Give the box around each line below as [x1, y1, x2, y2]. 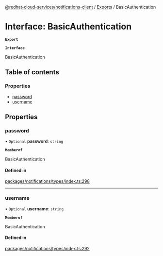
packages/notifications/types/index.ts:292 [5, 246, 90, 252]
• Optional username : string [5, 206, 64, 211]
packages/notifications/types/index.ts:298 [5, 178, 90, 184]
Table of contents [5, 68, 59, 77]
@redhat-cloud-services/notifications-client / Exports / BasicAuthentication [5, 4, 156, 10]
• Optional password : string [5, 138, 64, 144]
